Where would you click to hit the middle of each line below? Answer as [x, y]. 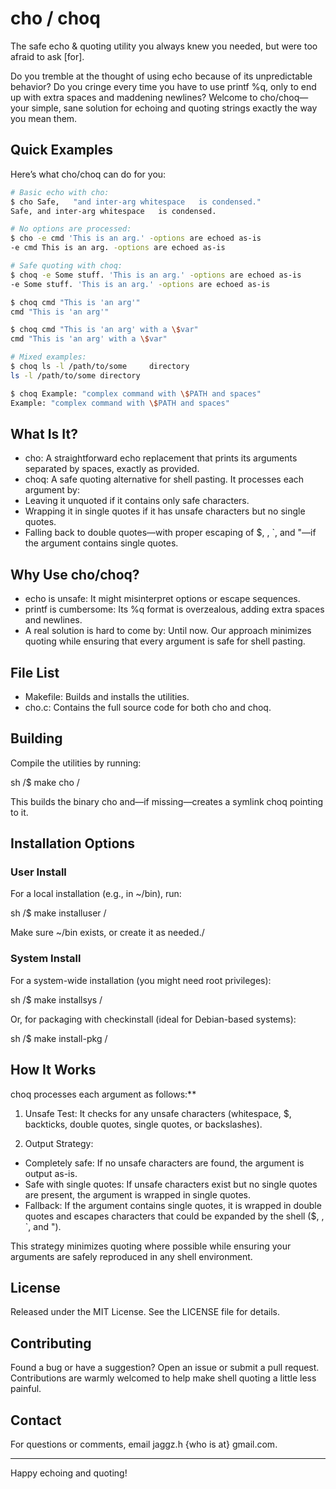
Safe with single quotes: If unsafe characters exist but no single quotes [171, 1184]
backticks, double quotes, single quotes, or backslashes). [143, 1124]
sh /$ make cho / [45, 782]
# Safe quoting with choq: [66, 266]
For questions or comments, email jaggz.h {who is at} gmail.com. [144, 1444]
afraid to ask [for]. [47, 56]
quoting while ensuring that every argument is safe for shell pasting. [165, 641]
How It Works [53, 1070]
